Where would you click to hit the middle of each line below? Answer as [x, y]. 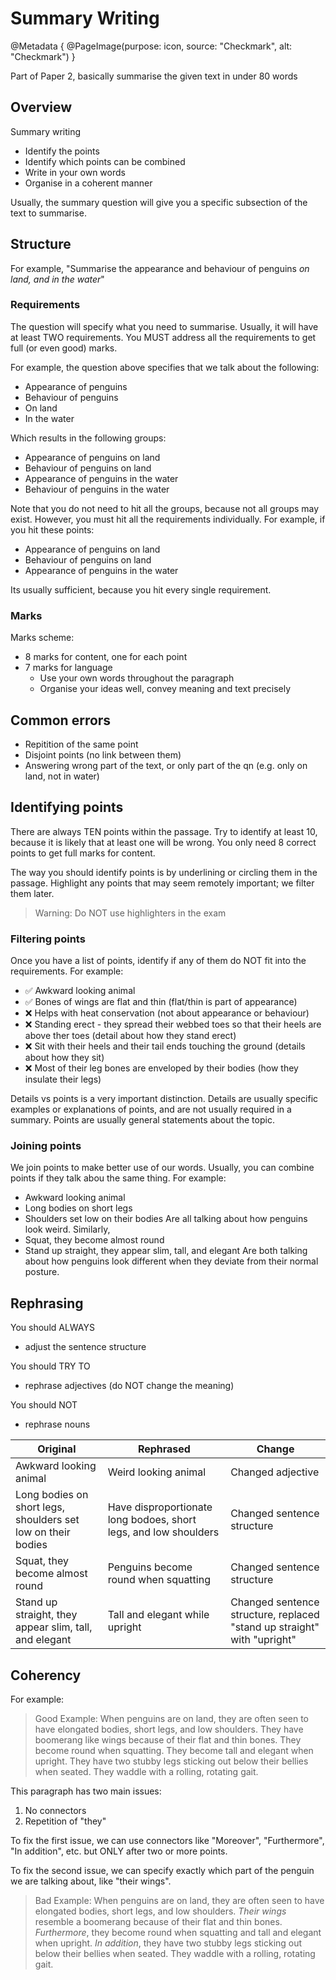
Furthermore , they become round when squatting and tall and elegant [178, 1932]
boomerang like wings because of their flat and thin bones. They [168, 1740]
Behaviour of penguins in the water [97, 489]
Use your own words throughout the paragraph [137, 678]
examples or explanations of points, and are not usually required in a [151, 1109]
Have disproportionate [160, 1507]
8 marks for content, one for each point [106, 657]
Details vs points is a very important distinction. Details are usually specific [164, 1099]
